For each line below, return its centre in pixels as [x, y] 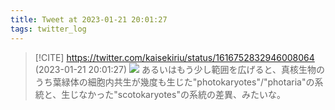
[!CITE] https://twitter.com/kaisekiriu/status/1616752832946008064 [174, 57]
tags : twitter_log [48, 29]
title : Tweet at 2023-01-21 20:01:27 [89, 19]
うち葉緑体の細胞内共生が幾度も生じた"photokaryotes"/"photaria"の [174, 82]
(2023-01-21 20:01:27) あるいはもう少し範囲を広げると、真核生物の [179, 69]
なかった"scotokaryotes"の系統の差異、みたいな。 [182, 94]
